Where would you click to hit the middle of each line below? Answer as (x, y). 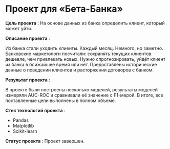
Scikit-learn (25, 131)
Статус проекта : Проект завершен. (45, 141)
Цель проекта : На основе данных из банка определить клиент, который (85, 23)
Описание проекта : (28, 38)
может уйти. (19, 28)
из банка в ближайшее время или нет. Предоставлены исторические (81, 64)
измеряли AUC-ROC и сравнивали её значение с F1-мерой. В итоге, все (84, 95)
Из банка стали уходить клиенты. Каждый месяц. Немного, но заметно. (84, 48)
